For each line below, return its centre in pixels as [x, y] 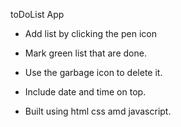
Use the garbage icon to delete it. [93, 72]
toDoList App [37, 14]
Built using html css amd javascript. [98, 111]
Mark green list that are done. [85, 53]
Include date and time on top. [85, 92]
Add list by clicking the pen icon [90, 33]
